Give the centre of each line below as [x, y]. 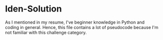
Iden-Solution [33, 9]
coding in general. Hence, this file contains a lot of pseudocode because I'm [82, 27]
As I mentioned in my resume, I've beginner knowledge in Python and [75, 22]
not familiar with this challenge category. [46, 32]
